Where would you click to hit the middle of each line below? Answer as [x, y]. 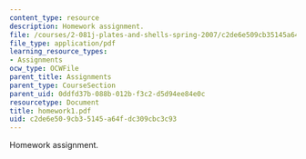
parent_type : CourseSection [63, 85]
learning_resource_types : [58, 52]
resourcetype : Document [55, 102]
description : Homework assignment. [77, 26]
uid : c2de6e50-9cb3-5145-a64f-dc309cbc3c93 [93, 119]
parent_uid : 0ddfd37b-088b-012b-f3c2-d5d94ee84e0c [107, 94]
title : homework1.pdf [51, 111]
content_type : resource [55, 18]
